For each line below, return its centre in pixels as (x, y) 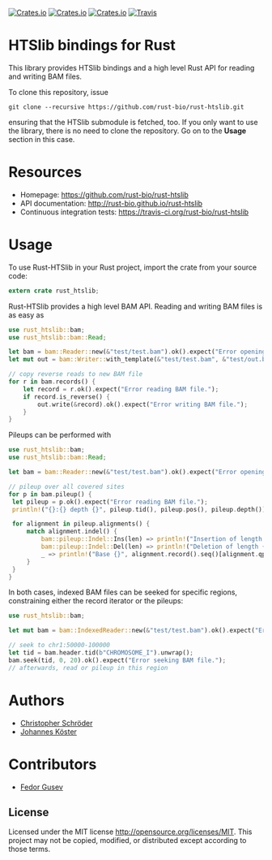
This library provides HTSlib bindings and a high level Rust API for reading (132, 67)
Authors (36, 700)
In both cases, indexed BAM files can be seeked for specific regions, (123, 592)
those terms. (30, 849)
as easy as (26, 315)
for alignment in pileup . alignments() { (81, 524)
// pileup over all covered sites (67, 486)
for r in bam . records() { (52, 382)
